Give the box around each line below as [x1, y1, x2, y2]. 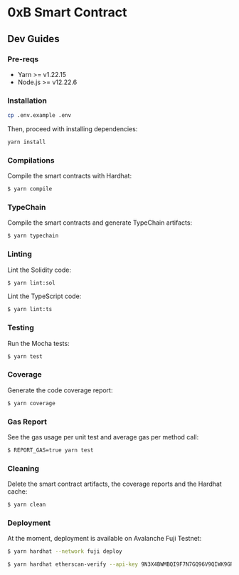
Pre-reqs [7, 54, 39, 64]
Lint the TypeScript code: [7, 292, 82, 300]
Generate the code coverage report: [7, 386, 113, 395]
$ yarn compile [7, 185, 53, 193]
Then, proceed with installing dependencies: [7, 125, 138, 133]
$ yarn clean [7, 501, 46, 509]
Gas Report [7, 417, 48, 427]
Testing [7, 322, 34, 332]
